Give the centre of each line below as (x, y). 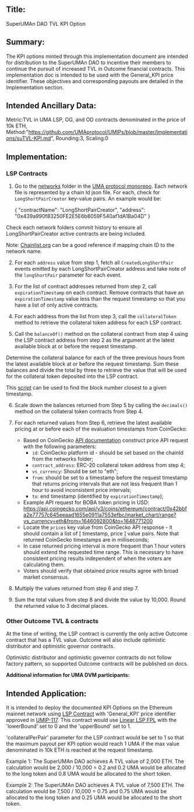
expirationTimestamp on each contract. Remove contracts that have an (99, 293)
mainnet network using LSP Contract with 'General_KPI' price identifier (91, 714)
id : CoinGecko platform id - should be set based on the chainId (107, 453)
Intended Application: (46, 694)
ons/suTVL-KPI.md (29, 138)
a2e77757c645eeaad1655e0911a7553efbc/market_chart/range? (100, 515)
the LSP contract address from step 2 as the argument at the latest (94, 340)
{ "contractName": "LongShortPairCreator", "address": (80, 210)
